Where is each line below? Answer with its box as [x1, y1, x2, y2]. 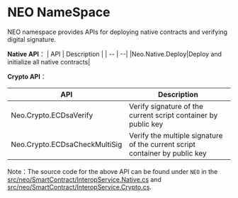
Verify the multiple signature [128, 130, 223, 140]
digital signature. [7, 35, 57, 43]
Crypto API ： [7, 72, 47, 81]
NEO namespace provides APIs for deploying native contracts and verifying [7, 28, 228, 36]
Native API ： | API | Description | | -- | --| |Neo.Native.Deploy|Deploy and [7, 49, 222, 58]
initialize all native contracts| [7, 57, 91, 66]
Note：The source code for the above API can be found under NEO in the [7, 167, 218, 175]
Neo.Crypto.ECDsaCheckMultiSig [11, 139, 123, 149]
